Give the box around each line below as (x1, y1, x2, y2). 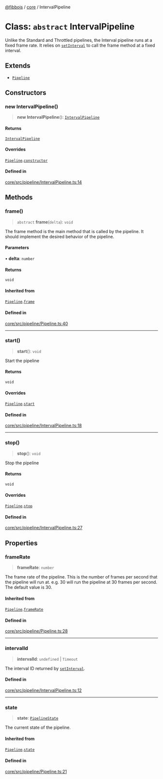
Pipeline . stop (5, 503, 33, 509)
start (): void (16, 348, 41, 354)
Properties (5, 539, 38, 547)
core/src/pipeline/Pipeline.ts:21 (5, 768, 67, 774)
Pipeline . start (5, 401, 35, 407)
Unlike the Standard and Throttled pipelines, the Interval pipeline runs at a (5, 37, 152, 43)
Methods (5, 193, 33, 201)
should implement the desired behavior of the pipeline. (5, 234, 114, 239)
